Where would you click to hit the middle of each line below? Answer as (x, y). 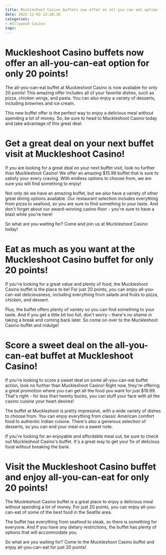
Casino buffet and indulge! (32, 325)
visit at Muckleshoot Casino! (65, 154)
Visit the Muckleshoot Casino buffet (81, 467)
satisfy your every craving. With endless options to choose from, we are (78, 178)
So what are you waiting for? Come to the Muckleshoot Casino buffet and (80, 542)
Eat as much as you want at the (70, 249)
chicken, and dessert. (27, 300)
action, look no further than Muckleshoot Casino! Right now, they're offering (82, 385)
